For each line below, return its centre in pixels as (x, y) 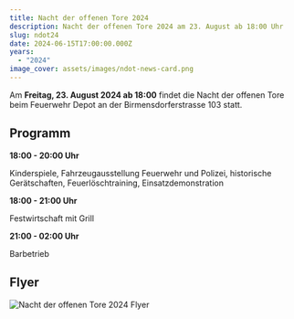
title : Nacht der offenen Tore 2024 (79, 18)
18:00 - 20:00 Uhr (44, 155)
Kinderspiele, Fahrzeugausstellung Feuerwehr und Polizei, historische (141, 173)
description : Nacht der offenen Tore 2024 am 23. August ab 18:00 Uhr (147, 27)
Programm (40, 133)
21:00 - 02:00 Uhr (44, 236)
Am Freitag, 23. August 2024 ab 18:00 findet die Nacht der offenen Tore (147, 95)
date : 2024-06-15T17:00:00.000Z (71, 43)
